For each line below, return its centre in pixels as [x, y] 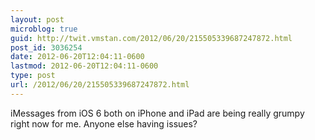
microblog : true [44, 29]
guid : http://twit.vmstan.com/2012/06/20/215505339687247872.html [151, 38]
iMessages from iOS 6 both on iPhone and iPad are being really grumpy [157, 113]
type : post [33, 76]
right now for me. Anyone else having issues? [104, 123]
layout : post [37, 19]
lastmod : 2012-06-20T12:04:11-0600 [84, 66]
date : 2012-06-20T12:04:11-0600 [77, 57]
